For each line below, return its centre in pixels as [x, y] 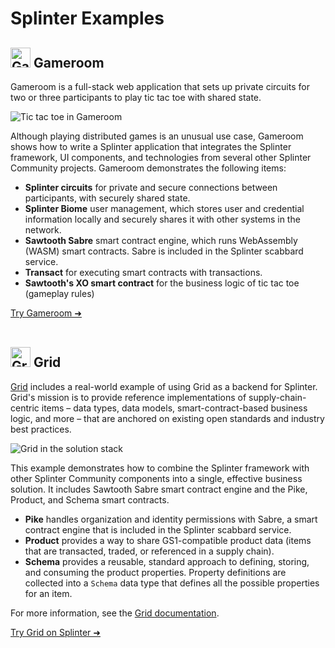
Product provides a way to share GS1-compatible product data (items [168, 540]
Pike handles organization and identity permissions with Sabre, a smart [171, 519]
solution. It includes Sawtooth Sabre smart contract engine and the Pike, [159, 489]
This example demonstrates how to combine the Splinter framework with [160, 468]
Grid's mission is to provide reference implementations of [128, 397]
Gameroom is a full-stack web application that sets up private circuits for [160, 86]
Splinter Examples [87, 18]
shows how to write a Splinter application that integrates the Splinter [151, 146]
